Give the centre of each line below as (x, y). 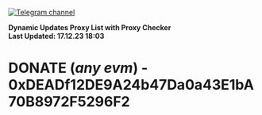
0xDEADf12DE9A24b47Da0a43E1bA (131, 85)
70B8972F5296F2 (69, 102)
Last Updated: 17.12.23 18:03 (56, 36)
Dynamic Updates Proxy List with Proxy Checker (90, 27)
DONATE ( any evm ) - (78, 68)
